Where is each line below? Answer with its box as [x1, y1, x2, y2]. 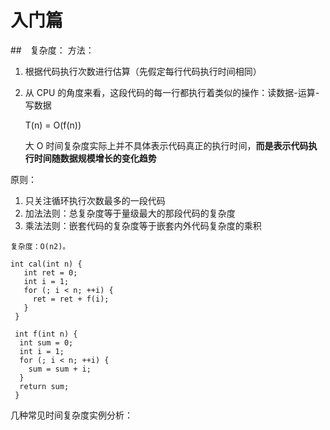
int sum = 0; [19, 337, 74, 348]
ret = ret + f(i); [32, 294, 110, 304]
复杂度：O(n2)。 [10, 241, 71, 251]
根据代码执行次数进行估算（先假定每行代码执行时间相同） [24, 65, 262, 77]
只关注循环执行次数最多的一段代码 [24, 194, 166, 206]
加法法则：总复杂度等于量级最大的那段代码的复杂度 [24, 207, 236, 219]
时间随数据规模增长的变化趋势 [33, 152, 157, 164]
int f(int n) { [14, 329, 78, 339]
